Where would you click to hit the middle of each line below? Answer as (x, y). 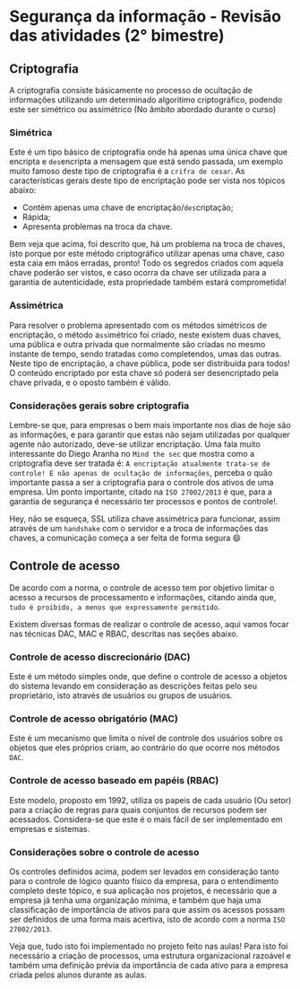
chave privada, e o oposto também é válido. (90, 382)
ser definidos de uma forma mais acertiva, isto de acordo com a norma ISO (147, 919)
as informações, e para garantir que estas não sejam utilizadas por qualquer (150, 434)
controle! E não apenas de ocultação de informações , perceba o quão (141, 472)
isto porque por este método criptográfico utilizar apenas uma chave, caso (147, 254)
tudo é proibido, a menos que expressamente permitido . (115, 607)
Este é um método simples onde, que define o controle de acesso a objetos (149, 676)
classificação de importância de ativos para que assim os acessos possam (147, 909)
